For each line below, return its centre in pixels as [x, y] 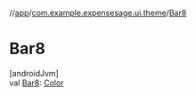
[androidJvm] [34, 73]
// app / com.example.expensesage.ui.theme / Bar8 [98, 13]
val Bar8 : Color [37, 83]
